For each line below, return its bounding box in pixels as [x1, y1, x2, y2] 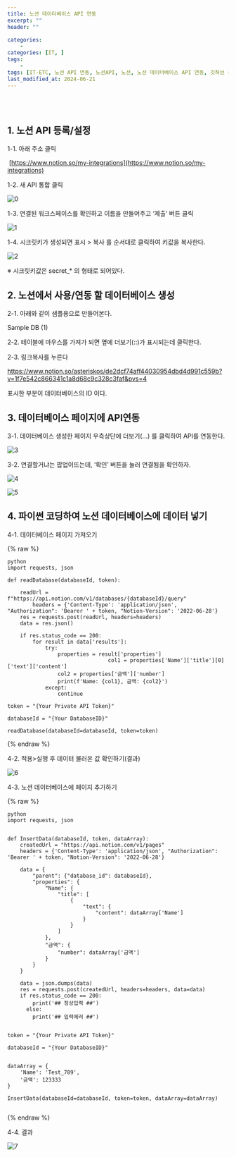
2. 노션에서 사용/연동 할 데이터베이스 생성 [7, 289, 176, 301]
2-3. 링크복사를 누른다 [7, 353, 69, 362]
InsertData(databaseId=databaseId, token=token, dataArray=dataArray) [7, 1094, 218, 1102]
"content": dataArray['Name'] [95, 909, 184, 917]
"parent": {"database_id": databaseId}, [32, 872, 152, 879]
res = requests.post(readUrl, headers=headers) [20, 613, 162, 620]
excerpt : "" [7, 17, 42, 24]
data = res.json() [20, 620, 74, 627]
